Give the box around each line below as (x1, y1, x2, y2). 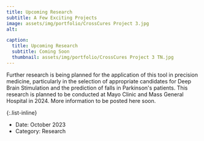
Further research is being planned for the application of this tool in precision (6, 71, 198, 78)
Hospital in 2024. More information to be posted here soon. (6, 97, 156, 104)
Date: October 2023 (15, 121, 66, 128)
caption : (6, 37, 29, 44)
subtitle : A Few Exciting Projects (6, 15, 97, 21)
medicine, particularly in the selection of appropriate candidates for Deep (6, 77, 192, 85)
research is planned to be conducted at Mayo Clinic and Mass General (6, 90, 184, 98)
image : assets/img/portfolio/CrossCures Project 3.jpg (6, 20, 149, 26)
